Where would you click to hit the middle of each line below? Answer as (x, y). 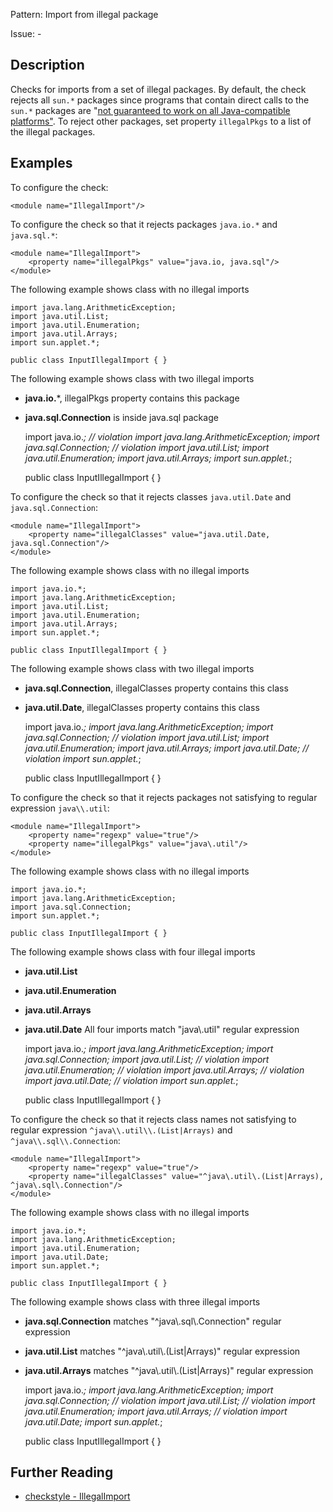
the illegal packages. (53, 131)
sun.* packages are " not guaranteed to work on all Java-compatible (150, 110)
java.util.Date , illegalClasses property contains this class (142, 707)
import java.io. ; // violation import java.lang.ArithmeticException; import (172, 436)
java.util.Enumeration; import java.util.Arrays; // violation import (156, 1411)
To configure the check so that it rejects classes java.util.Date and (151, 496)
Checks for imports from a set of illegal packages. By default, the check (158, 89)
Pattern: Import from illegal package (84, 14)
